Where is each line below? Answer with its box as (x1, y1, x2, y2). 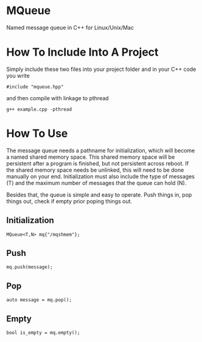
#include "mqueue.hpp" (6, 84, 64, 90)
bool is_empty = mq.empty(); (6, 330, 80, 336)
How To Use (6, 126, 68, 140)
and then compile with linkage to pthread (6, 94, 109, 101)
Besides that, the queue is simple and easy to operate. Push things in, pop (6, 191, 192, 198)
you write (6, 71, 30, 79)
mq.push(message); (6, 264, 53, 271)
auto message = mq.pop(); (6, 297, 72, 303)
